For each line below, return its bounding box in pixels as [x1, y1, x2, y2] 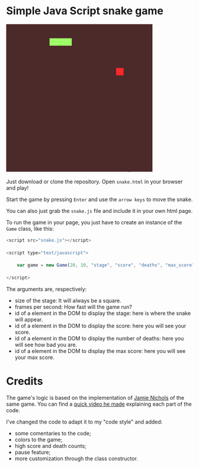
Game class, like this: [6, 225, 54, 232]
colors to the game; [14, 436, 63, 443]
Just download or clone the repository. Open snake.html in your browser [6, 178, 183, 185]
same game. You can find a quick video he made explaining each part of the [6, 400, 192, 407]
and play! [6, 184, 29, 191]
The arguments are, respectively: [6, 286, 87, 293]
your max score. [14, 354, 54, 361]
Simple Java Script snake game [6, 4, 164, 18]
